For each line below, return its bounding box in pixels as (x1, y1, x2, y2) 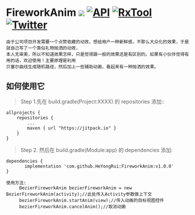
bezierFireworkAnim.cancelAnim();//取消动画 (19, 203, 126, 210)
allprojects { (6, 109, 41, 116)
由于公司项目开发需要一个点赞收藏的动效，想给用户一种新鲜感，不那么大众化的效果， (6, 39, 180, 45)
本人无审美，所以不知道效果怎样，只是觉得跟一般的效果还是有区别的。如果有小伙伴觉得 (6, 51, 185, 57)
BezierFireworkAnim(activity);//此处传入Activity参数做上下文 (6, 191, 152, 197)
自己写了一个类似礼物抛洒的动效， (10, 45, 81, 51)
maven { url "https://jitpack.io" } (27, 125, 117, 131)
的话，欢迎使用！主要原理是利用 (10, 58, 76, 63)
